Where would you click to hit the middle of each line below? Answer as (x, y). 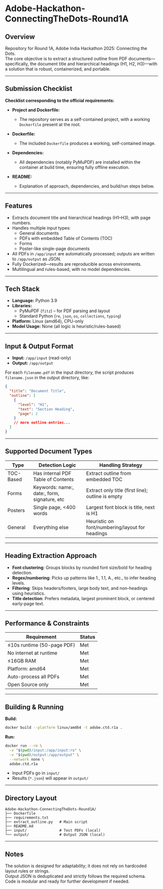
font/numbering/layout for (116, 527)
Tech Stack (22, 289)
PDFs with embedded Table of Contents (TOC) (66, 238)
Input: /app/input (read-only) (41, 358)
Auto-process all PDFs (33, 677)
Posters (16, 510)
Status (88, 637)
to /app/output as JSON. (37, 259)
